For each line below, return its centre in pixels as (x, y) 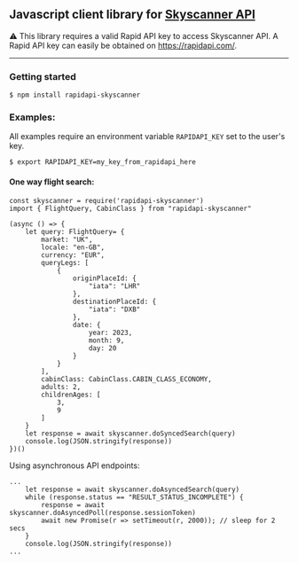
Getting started (43, 76)
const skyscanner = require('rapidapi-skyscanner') (106, 200)
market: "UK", (67, 239)
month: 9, (106, 340)
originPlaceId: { (105, 278)
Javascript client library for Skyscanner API (132, 15)
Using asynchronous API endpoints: (74, 465)
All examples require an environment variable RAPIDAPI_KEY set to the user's (147, 137)
